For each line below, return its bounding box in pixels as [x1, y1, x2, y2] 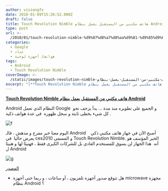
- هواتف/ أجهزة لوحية [10, 53, 55, 59]
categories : [5, 40, 30, 45]
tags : [5, 58, 17, 63]
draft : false [5, 16, 33, 21]
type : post [5, 26, 28, 31]
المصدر [5, 165, 19, 171]
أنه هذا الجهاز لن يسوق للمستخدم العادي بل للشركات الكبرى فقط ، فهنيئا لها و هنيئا [5, 140, 159, 146]
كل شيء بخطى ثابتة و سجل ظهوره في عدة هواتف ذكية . [5, 110, 112, 116]
